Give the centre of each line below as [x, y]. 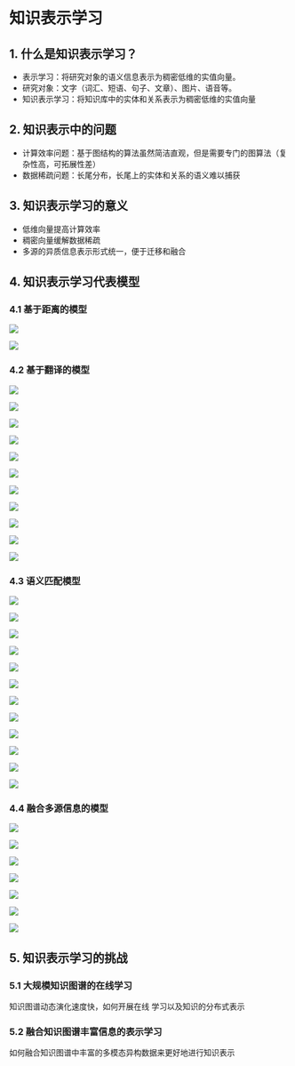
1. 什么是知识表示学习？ [73, 54]
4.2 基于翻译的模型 [50, 370]
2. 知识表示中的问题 [63, 130]
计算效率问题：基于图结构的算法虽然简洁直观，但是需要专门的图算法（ [151, 153]
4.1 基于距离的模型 [48, 309]
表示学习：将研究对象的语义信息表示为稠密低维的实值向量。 [131, 77]
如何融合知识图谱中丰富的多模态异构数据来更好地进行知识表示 [122, 1053]
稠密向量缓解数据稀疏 [61, 240]
